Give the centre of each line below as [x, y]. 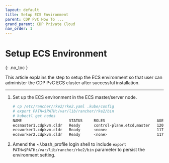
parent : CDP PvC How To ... [35, 19]
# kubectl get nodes [34, 116]
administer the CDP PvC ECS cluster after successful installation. [72, 83]
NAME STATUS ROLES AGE [88, 121]
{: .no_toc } [17, 68]
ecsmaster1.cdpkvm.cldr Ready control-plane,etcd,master [81, 125]
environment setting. [34, 155]
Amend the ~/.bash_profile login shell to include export [69, 144]
